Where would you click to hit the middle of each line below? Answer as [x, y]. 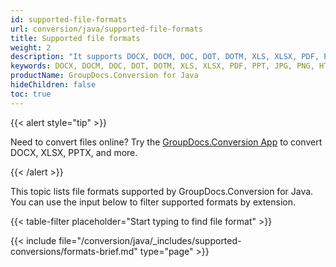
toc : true [31, 94]
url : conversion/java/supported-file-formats [106, 29]
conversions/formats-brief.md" [74, 251]
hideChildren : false [53, 85]
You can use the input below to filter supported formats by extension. [153, 202]
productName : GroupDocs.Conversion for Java [104, 76]
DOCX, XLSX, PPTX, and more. [74, 152]
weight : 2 [31, 47]
